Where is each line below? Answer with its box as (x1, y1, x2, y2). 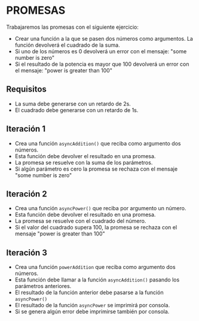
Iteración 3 (6, 247, 48, 258)
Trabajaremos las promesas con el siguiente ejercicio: (6, 23, 139, 31)
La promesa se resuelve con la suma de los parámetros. (14, 159, 153, 166)
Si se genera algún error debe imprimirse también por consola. (14, 308, 170, 315)
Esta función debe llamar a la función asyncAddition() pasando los (14, 276, 180, 283)
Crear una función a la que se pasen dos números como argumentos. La (14, 35, 193, 42)
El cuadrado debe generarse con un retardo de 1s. (14, 106, 139, 114)
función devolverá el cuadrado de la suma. (14, 41, 121, 49)
